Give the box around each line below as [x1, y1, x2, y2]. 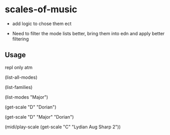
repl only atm [5, 64, 33, 70]
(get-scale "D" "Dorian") [5, 104, 56, 110]
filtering [12, 36, 29, 42]
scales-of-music [5, 4, 78, 15]
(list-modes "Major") [5, 94, 48, 100]
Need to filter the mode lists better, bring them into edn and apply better [12, 30, 165, 36]
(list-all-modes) [5, 74, 37, 80]
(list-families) [5, 84, 33, 90]
